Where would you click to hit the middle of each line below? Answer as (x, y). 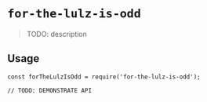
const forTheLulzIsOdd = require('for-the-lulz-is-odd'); (104, 77)
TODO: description (57, 34)
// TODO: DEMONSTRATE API (49, 90)
